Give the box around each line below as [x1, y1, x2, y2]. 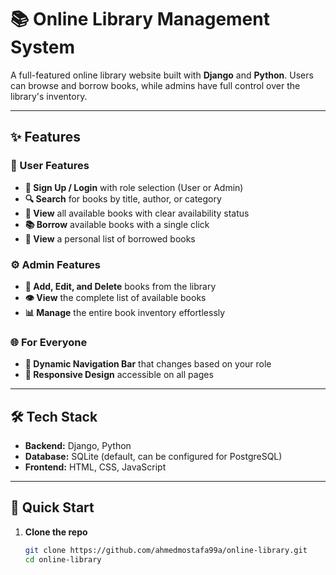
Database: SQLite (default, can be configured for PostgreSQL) [24, 451, 283, 463]
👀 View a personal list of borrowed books [24, 232, 196, 245]
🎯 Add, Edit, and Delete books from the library [24, 280, 217, 292]
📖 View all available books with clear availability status [24, 207, 250, 219]
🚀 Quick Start [10, 499, 95, 516]
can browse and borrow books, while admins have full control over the [10, 79, 301, 91]
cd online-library [24, 554, 102, 565]
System [10, 36, 76, 59]
